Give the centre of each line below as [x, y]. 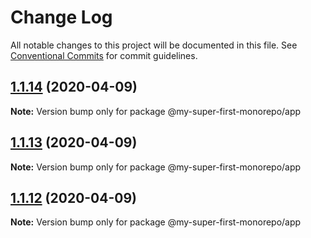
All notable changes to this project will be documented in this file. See [154, 45]
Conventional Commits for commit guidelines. [104, 55]
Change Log [61, 17]
